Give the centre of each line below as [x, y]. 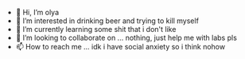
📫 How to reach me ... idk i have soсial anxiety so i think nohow [120, 47]
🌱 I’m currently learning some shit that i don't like [96, 29]
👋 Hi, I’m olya [37, 12]
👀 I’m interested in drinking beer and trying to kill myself [107, 21]
